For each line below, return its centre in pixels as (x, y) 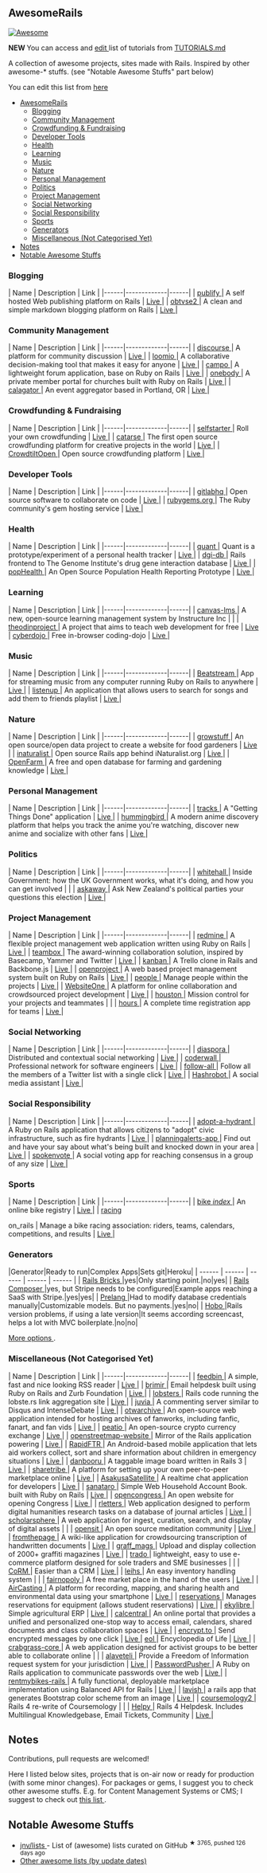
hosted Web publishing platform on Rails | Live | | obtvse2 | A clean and (125, 301)
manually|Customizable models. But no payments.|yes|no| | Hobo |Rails (126, 1306)
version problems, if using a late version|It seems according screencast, (126, 1315)
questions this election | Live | (57, 897)
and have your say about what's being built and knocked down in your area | (133, 1146)
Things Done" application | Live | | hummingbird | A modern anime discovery (133, 817)
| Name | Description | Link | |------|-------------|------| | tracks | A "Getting (133, 809)
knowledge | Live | (39, 770)
